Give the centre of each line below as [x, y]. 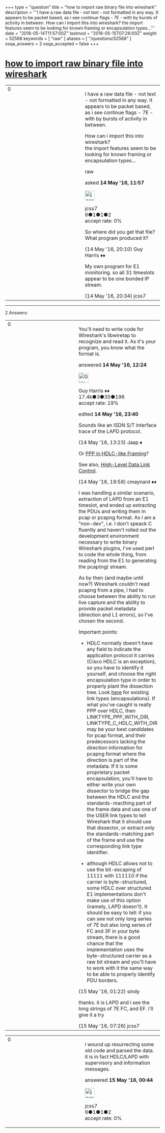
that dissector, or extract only [121, 828]
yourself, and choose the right [121, 674]
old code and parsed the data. [120, 1050]
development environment [109, 536]
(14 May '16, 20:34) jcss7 [116, 296]
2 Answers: [16, 313]
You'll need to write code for [111, 329]
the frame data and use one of [122, 809]
